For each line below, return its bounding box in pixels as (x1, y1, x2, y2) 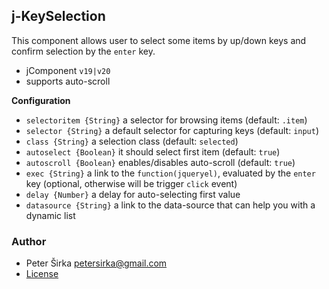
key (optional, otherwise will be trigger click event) (25, 177, 238, 189)
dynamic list (25, 209, 76, 221)
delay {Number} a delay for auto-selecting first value (25, 188, 241, 200)
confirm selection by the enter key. (11, 45, 156, 57)
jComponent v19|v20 (25, 64, 111, 76)
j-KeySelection (11, 8, 106, 25)
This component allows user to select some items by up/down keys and (11, 34, 307, 46)
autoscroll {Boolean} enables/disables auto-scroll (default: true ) (25, 156, 296, 168)
